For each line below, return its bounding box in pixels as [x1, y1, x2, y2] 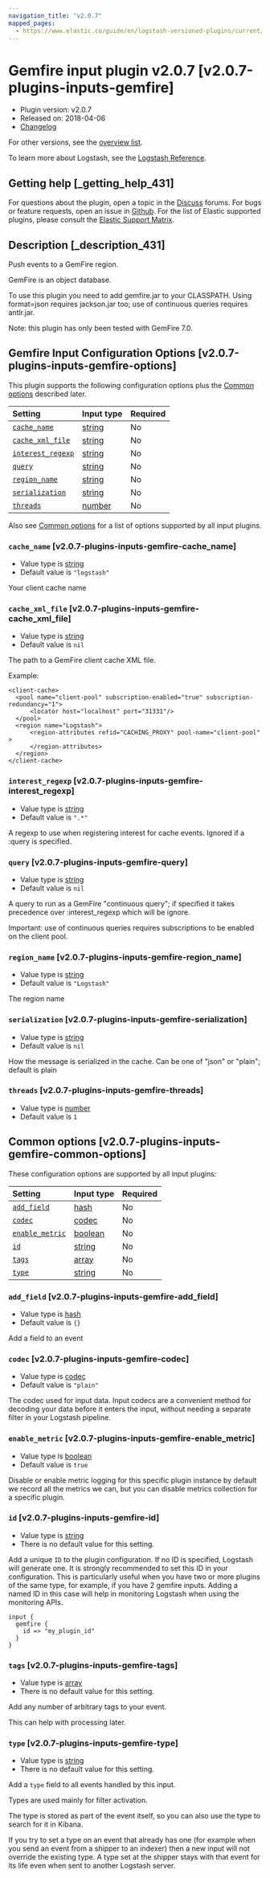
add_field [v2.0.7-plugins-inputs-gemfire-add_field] [8, 1291, 219, 1302]
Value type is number [19, 1103, 91, 1113]
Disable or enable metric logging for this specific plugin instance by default [8, 1475, 257, 1485]
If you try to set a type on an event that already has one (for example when [8, 1835, 256, 1845]
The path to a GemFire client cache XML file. [8, 656, 157, 665]
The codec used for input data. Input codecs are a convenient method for [8, 1396, 252, 1405]
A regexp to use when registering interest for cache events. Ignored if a [8, 828, 245, 837]
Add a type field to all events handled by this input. [8, 1780, 176, 1790]
